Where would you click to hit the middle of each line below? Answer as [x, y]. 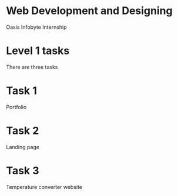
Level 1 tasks [38, 51]
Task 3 [23, 170]
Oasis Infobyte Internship [36, 27]
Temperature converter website [44, 187]
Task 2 [23, 131]
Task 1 [21, 91]
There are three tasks [32, 67]
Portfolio [16, 107]
